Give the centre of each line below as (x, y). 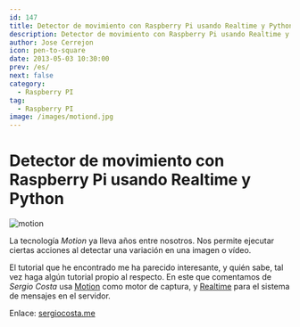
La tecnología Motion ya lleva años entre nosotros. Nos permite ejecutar (142, 241)
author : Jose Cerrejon (51, 42)
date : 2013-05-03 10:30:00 (59, 59)
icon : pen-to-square (48, 51)
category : (28, 84)
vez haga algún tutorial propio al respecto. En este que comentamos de (141, 277)
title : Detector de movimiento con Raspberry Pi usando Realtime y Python (151, 26)
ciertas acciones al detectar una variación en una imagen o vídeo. (130, 250)
